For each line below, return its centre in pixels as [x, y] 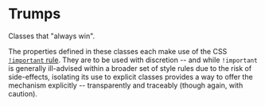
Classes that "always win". [52, 36]
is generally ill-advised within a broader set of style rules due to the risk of [130, 68]
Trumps [35, 14]
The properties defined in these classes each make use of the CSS [118, 51]
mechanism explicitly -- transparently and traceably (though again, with [126, 85]
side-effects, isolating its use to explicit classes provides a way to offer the [131, 77]
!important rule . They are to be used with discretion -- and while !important [133, 60]
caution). [23, 93]
